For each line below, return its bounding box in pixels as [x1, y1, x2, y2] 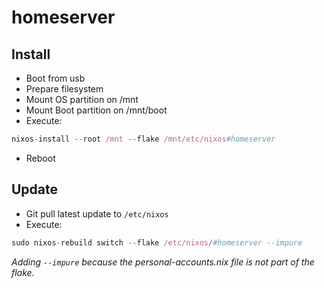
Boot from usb [25, 72, 86, 84]
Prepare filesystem [25, 83, 104, 95]
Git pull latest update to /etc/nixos [25, 207, 169, 220]
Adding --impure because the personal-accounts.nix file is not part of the [11, 256, 315, 268]
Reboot [25, 152, 56, 164]
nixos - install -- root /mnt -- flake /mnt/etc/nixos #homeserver [11, 134, 276, 144]
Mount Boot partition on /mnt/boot [25, 104, 168, 116]
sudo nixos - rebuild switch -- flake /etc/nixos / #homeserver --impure [11, 237, 303, 248]
